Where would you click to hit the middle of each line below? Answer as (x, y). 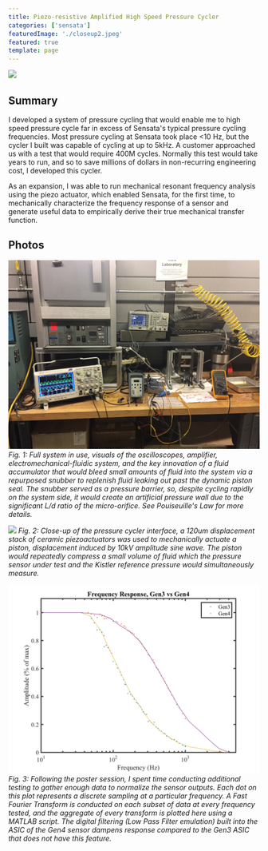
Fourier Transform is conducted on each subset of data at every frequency (132, 804)
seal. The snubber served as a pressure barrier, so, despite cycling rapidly (131, 488)
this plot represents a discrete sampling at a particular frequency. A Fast (128, 796)
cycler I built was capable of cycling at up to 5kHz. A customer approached (132, 145)
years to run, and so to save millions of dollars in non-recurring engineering (132, 162)
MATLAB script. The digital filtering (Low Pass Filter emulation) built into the (133, 821)
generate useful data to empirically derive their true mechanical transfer (126, 211)
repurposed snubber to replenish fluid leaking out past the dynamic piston (130, 480)
